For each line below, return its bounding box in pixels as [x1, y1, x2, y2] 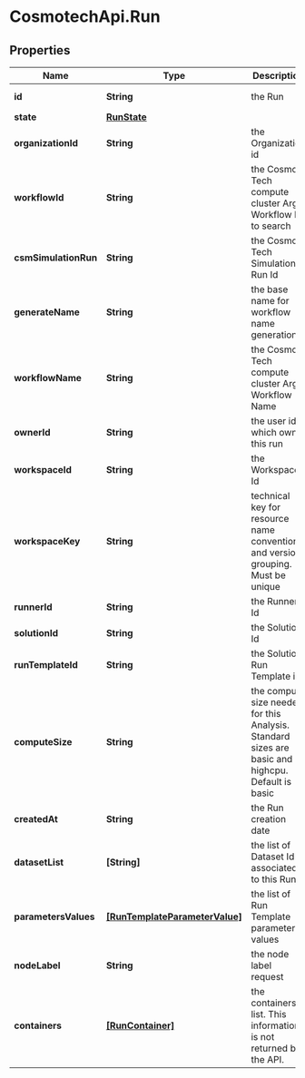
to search [251, 220, 291, 232]
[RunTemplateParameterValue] [105, 910, 242, 923]
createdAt [14, 813, 59, 825]
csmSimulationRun [14, 251, 98, 264]
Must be [251, 569, 286, 582]
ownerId [14, 426, 52, 438]
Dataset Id [251, 850, 295, 863]
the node [251, 948, 290, 960]
